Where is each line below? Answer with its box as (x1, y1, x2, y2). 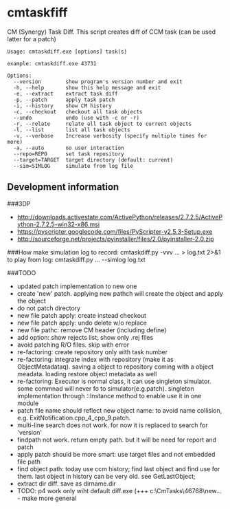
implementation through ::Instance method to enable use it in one (16, 391, 202, 400)
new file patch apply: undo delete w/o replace (16, 318, 148, 327)
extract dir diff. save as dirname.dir (16, 479, 117, 488)
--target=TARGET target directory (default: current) (13, 156, 174, 163)
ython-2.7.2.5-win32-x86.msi (16, 220, 100, 228)
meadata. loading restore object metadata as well (16, 369, 157, 378)
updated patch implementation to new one (16, 282, 137, 290)
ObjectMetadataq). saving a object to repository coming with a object (16, 362, 214, 371)
